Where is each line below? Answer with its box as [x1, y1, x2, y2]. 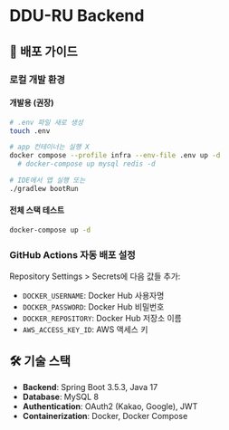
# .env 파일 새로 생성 [9, 118, 84, 127]
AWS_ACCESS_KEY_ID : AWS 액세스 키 [22, 324, 148, 335]
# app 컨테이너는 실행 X [9, 142, 91, 152]
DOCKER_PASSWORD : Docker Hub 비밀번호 [22, 301, 165, 312]
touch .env [9, 126, 51, 136]
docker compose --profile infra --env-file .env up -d [9, 151, 221, 160]
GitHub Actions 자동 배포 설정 [9, 248, 136, 261]
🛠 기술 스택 [9, 353, 71, 368]
